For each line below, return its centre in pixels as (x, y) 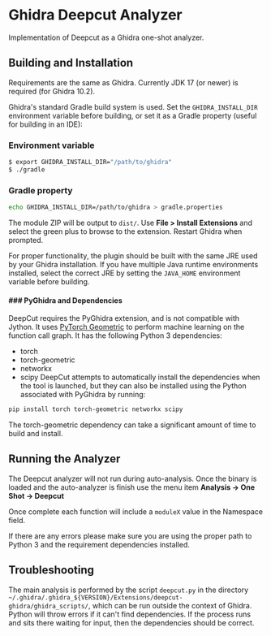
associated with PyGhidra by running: (83, 395)
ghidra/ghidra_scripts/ (49, 606)
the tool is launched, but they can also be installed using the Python (133, 386)
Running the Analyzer (65, 459)
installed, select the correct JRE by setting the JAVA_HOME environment (125, 273)
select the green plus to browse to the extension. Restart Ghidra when (125, 231)
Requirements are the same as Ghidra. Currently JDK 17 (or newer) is (123, 82)
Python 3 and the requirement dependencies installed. (99, 544)
